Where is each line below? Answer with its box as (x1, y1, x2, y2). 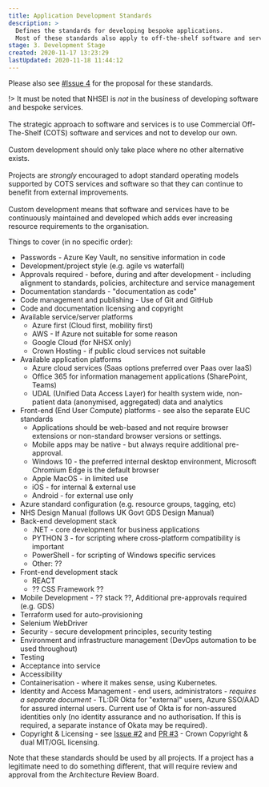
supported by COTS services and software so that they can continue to (8, 179, 243, 188)
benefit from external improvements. (8, 187, 130, 197)
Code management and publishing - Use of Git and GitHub (19, 295, 214, 304)
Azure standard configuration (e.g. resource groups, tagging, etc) (19, 499, 236, 508)
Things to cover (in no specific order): (8, 237, 134, 247)
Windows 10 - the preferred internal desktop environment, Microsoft (31, 456, 257, 466)
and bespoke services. (8, 102, 84, 112)
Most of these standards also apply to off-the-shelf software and (15, 34, 246, 42)
